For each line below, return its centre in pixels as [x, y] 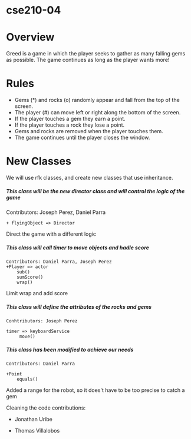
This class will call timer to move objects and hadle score [78, 247]
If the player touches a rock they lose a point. [70, 125]
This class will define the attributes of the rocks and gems [79, 306]
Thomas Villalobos [37, 430]
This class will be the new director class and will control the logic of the [95, 191]
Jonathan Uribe [34, 419]
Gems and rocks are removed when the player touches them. [89, 131]
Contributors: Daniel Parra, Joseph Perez [59, 262]
